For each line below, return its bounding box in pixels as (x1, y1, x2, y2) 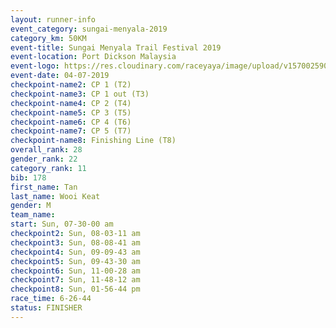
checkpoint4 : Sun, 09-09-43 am (10, 247, 141, 257)
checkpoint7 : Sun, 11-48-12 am (10, 275, 141, 285)
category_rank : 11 (10, 163, 87, 173)
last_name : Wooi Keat (10, 191, 101, 201)
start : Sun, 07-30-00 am (10, 219, 114, 230)
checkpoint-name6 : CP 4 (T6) (10, 117, 132, 127)
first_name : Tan (10, 182, 78, 192)
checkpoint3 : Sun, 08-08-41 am (10, 237, 141, 248)
